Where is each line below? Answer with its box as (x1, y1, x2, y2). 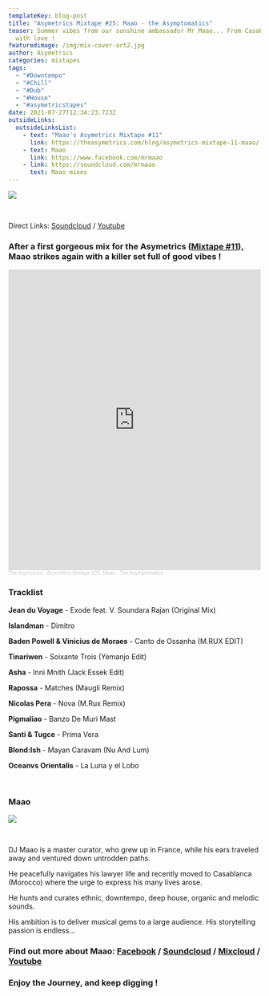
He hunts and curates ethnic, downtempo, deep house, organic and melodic (8, 893, 259, 902)
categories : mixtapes (8, 57, 81, 65)
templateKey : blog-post (8, 11, 88, 20)
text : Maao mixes (29, 168, 88, 176)
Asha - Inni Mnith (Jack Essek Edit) (8, 667, 125, 677)
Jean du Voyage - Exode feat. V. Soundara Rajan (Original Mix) (8, 605, 216, 614)
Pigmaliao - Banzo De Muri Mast (8, 714, 116, 723)
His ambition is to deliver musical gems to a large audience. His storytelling (8, 917, 256, 926)
